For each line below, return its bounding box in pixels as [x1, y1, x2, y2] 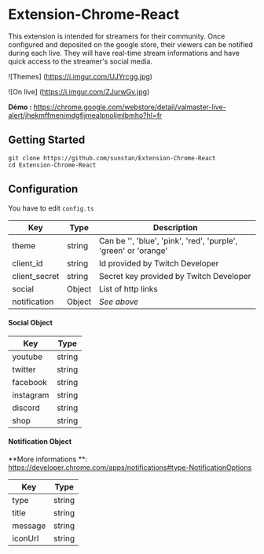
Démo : [8, 102, 32, 112]
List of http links [99, 283, 159, 294]
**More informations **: [8, 454, 88, 464]
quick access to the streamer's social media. [8, 57, 153, 66]
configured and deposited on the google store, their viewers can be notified [8, 39, 254, 49]
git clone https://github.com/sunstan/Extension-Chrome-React [8, 154, 216, 162]
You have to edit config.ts [8, 203, 94, 213]
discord [12, 402, 41, 413]
